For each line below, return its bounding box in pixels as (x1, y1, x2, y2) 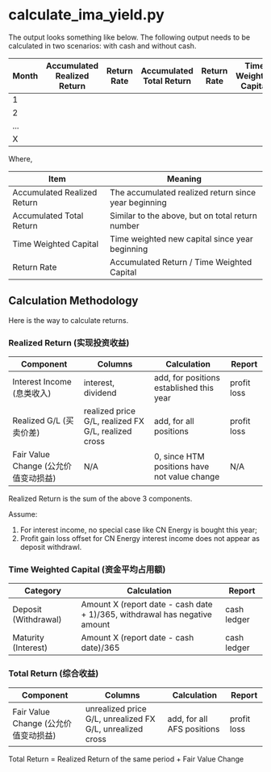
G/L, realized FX (83, 416, 145, 427)
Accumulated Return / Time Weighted (110, 256, 252, 267)
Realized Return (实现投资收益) (8, 337, 130, 348)
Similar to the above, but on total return (110, 210, 258, 221)
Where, (8, 153, 33, 163)
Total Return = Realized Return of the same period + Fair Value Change (8, 753, 244, 764)
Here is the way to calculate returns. (8, 315, 129, 325)
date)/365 (81, 642, 120, 653)
